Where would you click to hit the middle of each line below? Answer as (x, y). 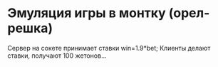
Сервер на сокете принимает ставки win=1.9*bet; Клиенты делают (109, 48)
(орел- (189, 13)
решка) (30, 28)
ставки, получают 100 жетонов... (57, 56)
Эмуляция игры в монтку (87, 13)
